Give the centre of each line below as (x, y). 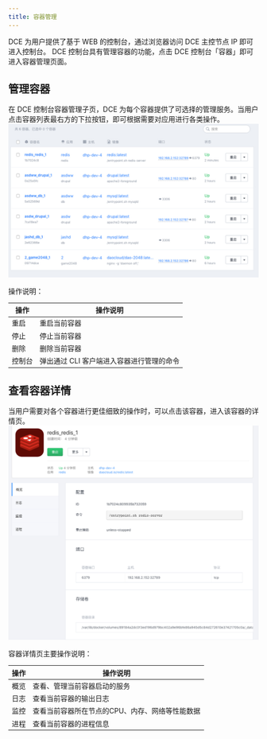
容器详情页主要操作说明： (50, 654)
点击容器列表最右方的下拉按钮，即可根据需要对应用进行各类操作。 (116, 119)
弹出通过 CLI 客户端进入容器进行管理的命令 (110, 361)
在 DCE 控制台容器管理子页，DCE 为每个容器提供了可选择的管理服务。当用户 (133, 109)
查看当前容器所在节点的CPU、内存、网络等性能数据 (117, 711)
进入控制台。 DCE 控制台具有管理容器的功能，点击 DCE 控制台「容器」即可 (131, 51)
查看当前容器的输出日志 (71, 698)
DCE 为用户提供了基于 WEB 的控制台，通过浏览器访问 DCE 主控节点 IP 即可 (131, 41)
